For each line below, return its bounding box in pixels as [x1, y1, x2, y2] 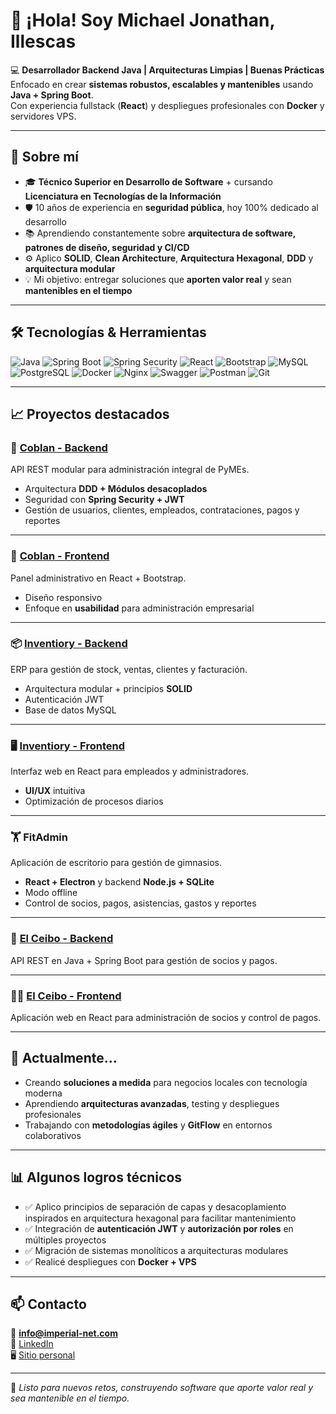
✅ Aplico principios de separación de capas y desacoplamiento [24, 1200, 287, 1213]
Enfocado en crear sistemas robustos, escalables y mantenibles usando [10, 78, 314, 90]
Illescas [10, 30, 77, 53]
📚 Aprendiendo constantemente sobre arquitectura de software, [24, 227, 297, 239]
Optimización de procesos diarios [24, 795, 164, 808]
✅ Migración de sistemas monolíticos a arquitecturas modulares [24, 1244, 289, 1256]
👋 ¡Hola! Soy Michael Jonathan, [10, 9, 275, 32]
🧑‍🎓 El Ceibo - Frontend [10, 989, 122, 1003]
